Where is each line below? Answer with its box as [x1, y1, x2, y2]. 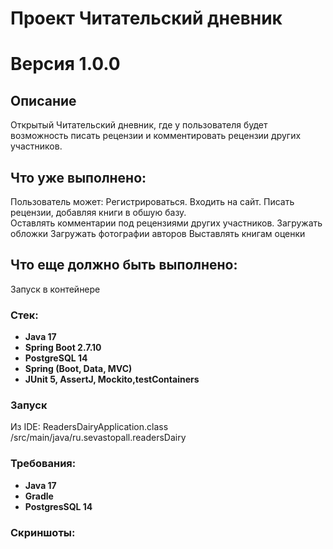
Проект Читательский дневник [10, 7, 283, 30]
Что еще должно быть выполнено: [10, 257, 238, 274]
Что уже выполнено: [10, 169, 147, 186]
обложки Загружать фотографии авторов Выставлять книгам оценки [10, 228, 306, 239]
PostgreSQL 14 [24, 352, 88, 364]
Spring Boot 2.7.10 [24, 342, 102, 354]
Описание [10, 92, 77, 109]
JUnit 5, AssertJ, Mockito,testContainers [24, 373, 200, 386]
